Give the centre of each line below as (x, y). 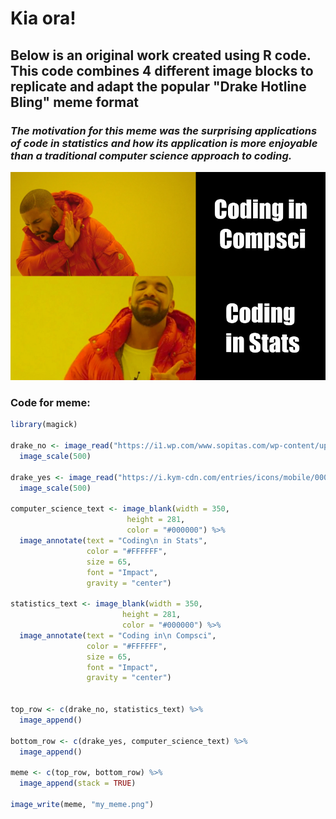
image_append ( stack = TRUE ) (78, 783)
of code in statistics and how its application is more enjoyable (164, 143)
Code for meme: (50, 403)
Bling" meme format (75, 102)
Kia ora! (43, 18)
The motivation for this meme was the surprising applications (164, 130)
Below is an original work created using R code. (161, 55)
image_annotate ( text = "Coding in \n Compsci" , (118, 635)
